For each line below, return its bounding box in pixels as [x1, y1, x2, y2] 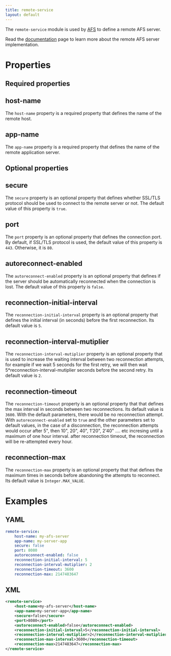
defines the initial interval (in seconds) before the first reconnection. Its [5, 317, 154, 323]
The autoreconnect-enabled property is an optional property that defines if [5, 273, 161, 279]
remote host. [5, 115, 32, 122]
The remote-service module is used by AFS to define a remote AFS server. [5, 26, 161, 32]
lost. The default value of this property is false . [5, 283, 105, 290]
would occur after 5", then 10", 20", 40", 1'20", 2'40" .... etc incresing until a [5, 428, 163, 434]
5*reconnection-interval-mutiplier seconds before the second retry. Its [5, 367, 154, 373]
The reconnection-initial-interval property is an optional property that [5, 312, 158, 318]
